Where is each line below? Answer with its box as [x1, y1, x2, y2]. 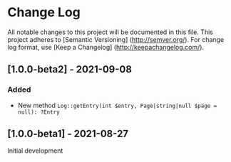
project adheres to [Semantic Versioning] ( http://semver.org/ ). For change [7, 35, 225, 43]
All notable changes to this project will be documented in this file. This [7, 28, 214, 36]
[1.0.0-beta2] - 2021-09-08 [7, 63, 132, 75]
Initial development [7, 146, 63, 155]
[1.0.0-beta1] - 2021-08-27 [7, 128, 129, 140]
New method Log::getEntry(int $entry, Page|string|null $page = [17, 101, 217, 109]
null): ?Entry [17, 108, 60, 116]
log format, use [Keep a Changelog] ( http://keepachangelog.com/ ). [7, 43, 205, 51]
